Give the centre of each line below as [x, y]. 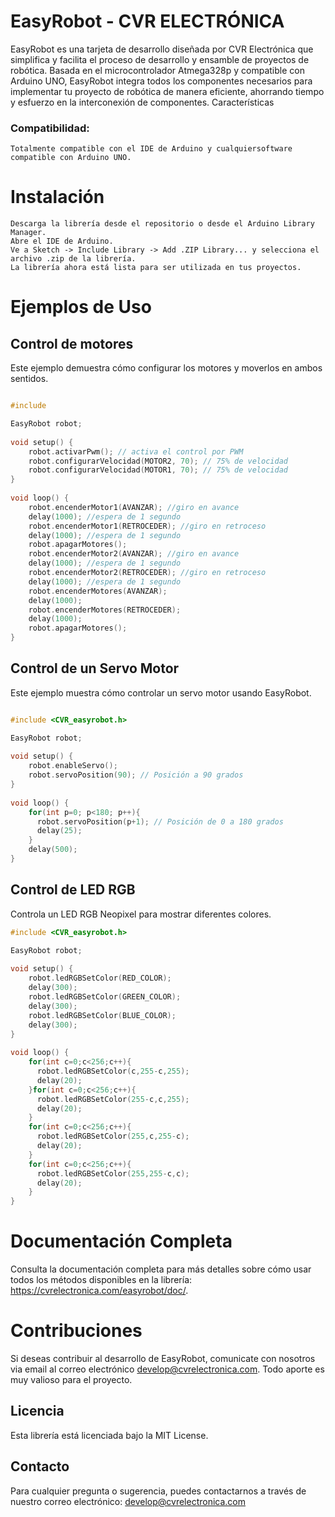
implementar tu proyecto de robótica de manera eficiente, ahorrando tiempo [167, 91]
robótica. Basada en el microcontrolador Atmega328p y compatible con [157, 70]
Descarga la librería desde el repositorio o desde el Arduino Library [162, 224]
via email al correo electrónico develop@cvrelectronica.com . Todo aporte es [167, 1369]
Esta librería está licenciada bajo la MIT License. [109, 1435]
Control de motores [72, 343]
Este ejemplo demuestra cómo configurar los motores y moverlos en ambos [166, 368]
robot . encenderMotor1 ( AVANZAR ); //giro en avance [134, 507]
